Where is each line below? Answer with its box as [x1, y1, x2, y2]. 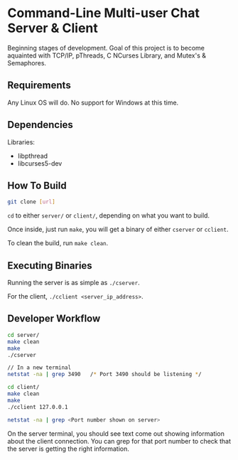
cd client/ [7, 384, 40, 391]
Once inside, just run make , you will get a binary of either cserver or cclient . [7, 225, 229, 234]
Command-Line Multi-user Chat [7, 5, 200, 21]
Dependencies [7, 119, 73, 131]
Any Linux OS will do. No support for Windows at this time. [7, 98, 179, 107]
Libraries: [7, 137, 36, 146]
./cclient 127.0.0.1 [7, 403, 69, 410]
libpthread [17, 151, 48, 160]
